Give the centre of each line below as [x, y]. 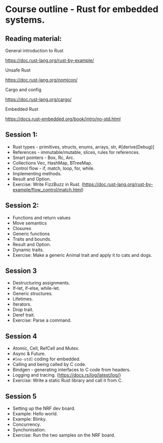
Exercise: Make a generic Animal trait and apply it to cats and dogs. [82, 255]
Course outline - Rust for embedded [82, 9]
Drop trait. [23, 310]
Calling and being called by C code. [49, 364]
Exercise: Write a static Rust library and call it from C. [68, 381]
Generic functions [31, 234]
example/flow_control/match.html [47, 189]
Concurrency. [27, 424]
